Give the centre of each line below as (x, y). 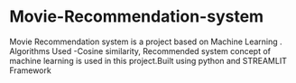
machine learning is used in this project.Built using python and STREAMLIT (148, 60)
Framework (30, 70)
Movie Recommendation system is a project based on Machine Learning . (146, 41)
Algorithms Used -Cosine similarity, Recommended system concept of (140, 51)
